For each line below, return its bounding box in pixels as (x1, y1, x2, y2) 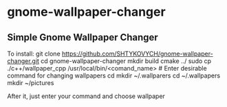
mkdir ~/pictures (7, 79, 54, 86)
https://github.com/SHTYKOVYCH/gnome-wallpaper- (61, 49, 213, 58)
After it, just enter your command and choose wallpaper (7, 92, 165, 100)
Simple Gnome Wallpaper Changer (7, 32, 158, 43)
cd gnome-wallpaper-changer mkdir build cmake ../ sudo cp (41, 57, 212, 65)
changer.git (7, 57, 40, 65)
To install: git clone (7, 49, 61, 58)
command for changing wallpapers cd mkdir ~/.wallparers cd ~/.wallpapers (7, 71, 221, 80)
